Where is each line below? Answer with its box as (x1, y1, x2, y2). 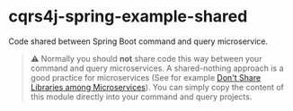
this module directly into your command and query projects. (30, 91, 253, 102)
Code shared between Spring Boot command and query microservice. (8, 36, 269, 47)
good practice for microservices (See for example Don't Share (30, 72, 262, 82)
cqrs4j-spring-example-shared (8, 6, 248, 27)
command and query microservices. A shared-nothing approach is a (30, 63, 284, 73)
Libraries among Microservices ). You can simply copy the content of (30, 81, 285, 92)
